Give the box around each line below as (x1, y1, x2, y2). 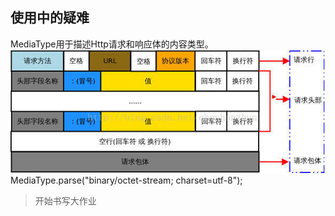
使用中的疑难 (10, 9, 90, 27)
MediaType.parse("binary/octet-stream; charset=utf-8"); (10, 174, 243, 186)
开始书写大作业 (34, 194, 97, 207)
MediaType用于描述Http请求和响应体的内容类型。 (10, 38, 214, 50)
